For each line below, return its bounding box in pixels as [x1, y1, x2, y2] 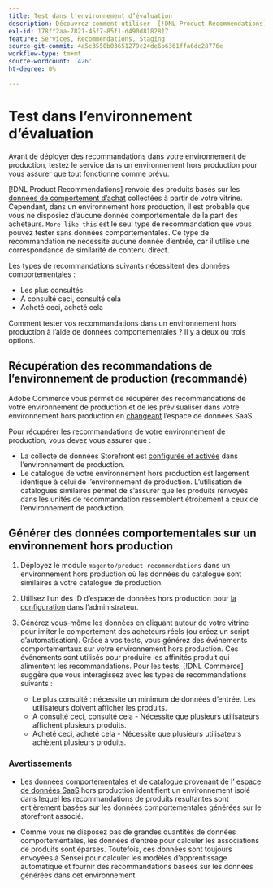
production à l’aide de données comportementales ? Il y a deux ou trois [8, 326, 246, 336]
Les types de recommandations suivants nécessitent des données [8, 260, 230, 270]
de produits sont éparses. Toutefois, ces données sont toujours [19, 844, 233, 854]
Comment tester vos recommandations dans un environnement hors [8, 318, 237, 328]
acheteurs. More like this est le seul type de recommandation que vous [8, 219, 252, 229]
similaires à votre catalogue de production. [19, 578, 164, 588]
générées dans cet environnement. [19, 870, 138, 880]
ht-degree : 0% [8, 65, 57, 73]
